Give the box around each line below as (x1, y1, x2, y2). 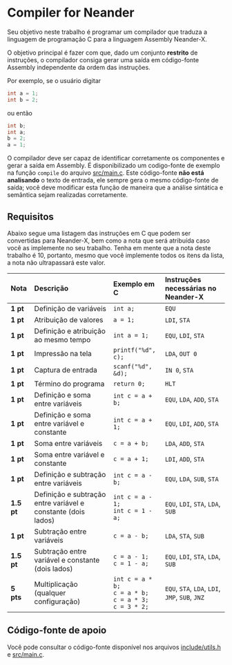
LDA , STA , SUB (164, 531, 205, 541)
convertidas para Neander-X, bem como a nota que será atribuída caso (7, 236, 211, 245)
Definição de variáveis (34, 304, 107, 313)
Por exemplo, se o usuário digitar (7, 76, 101, 84)
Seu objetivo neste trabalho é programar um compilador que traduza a (7, 28, 208, 36)
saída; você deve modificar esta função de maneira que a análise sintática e (7, 183, 224, 191)
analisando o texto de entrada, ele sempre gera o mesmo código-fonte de (7, 176, 219, 185)
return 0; (113, 380, 146, 388)
